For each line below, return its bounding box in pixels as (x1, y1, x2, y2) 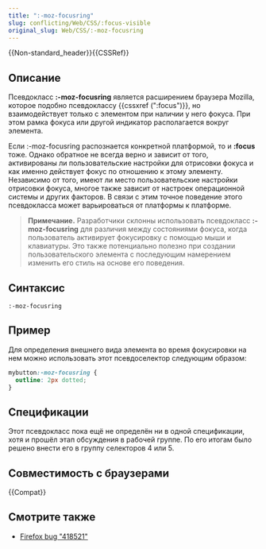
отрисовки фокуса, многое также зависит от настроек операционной (8, 184, 245, 193)
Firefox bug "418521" (19, 532, 89, 541)
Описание (8, 71, 61, 84)
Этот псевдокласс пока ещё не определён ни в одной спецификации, (8, 427, 245, 436)
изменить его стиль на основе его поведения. (27, 258, 185, 268)
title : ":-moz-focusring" (8, 11, 94, 20)
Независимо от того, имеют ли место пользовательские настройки (8, 176, 238, 185)
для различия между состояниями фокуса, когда (80, 224, 248, 234)
